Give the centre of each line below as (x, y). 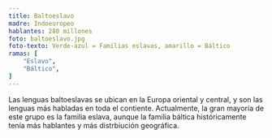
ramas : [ (23, 54)
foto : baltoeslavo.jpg (47, 39)
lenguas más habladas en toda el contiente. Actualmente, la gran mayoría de (136, 108)
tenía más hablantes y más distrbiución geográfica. (94, 125)
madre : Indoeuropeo (41, 24)
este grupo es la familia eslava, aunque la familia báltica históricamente (127, 116)
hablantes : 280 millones (50, 31)
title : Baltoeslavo (41, 16)
